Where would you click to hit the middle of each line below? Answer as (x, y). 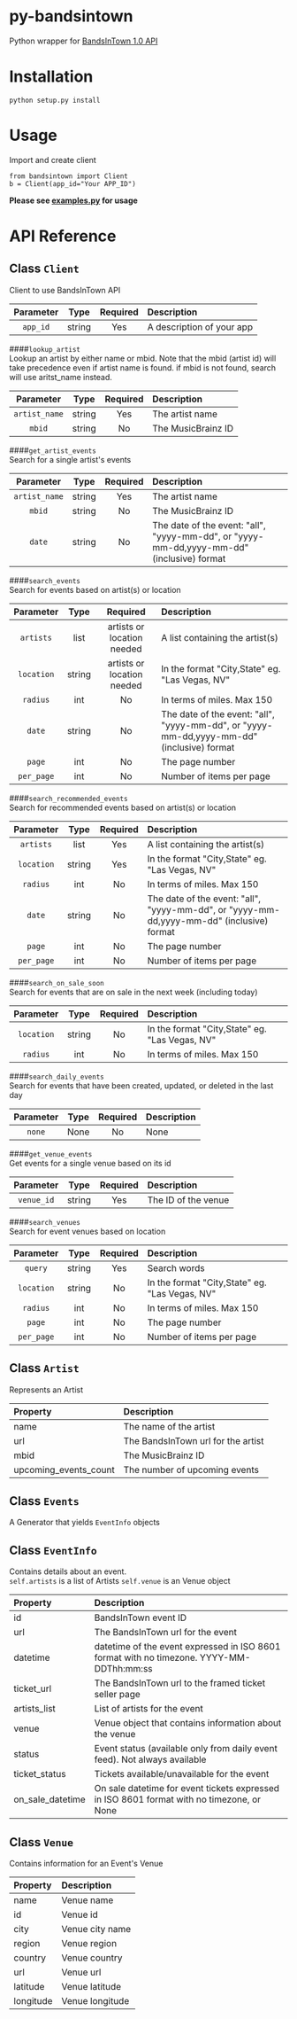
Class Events (44, 1501)
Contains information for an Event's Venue (86, 1864)
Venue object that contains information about (188, 1723)
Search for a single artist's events (70, 459)
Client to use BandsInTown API (65, 290)
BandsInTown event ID (141, 1618)
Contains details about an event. (68, 1571)
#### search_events (45, 580)
